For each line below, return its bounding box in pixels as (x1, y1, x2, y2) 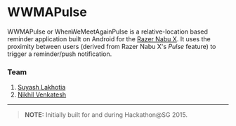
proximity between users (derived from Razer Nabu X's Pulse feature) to (7, 42, 216, 50)
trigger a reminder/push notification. (7, 50, 112, 58)
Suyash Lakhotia (17, 83, 66, 92)
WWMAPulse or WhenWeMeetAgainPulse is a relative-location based (7, 27, 209, 36)
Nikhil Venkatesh (17, 90, 67, 99)
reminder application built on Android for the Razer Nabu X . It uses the (7, 34, 211, 43)
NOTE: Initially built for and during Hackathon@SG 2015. (24, 111, 188, 119)
